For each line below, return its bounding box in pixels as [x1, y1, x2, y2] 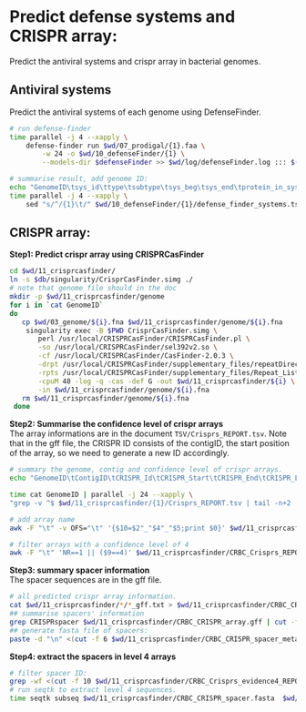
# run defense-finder [9, 124, 92, 133]
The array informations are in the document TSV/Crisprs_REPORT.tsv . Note [9, 428, 287, 439]
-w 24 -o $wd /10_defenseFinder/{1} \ [42, 149, 185, 158]
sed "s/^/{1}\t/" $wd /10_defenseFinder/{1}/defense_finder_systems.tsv [25, 199, 303, 209]
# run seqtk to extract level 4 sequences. [9, 686, 178, 695]
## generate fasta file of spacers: [9, 626, 148, 635]
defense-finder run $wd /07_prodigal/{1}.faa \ [25, 141, 206, 150]
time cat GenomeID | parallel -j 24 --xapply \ [9, 490, 194, 500]
